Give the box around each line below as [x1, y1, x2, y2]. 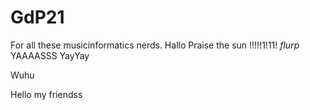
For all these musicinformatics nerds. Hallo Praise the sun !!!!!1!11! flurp [10, 39, 300, 51]
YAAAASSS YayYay [10, 49, 90, 61]
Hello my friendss [10, 88, 83, 100]
